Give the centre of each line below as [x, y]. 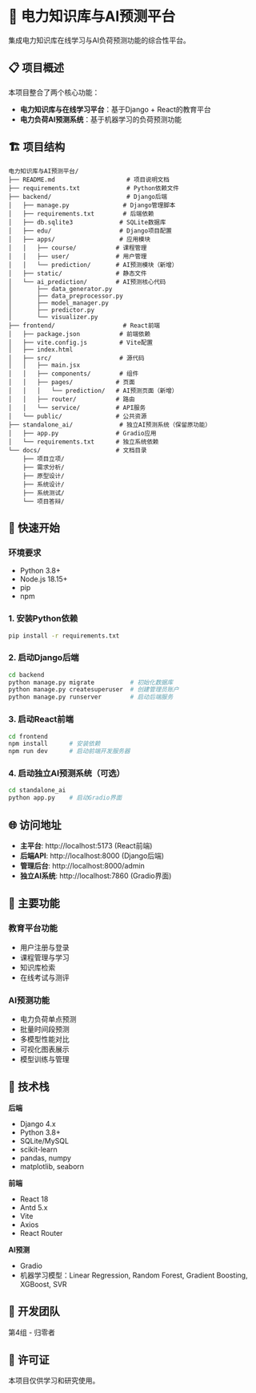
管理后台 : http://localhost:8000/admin [82, 866]
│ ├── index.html [41, 350]
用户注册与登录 [44, 947]
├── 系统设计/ [44, 484]
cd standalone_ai [37, 791]
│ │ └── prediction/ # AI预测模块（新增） [93, 265]
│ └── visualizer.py [53, 317]
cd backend [26, 674]
